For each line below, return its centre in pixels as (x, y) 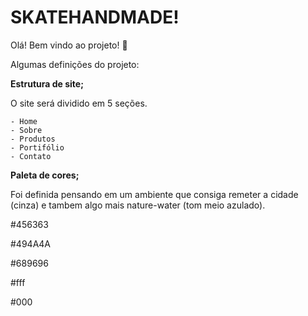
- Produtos (33, 139)
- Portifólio (37, 147)
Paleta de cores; (45, 175)
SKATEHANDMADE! (95, 17)
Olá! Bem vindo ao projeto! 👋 (69, 45)
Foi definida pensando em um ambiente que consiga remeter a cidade (154, 194)
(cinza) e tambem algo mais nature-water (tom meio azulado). (138, 205)
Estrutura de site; (47, 83)
